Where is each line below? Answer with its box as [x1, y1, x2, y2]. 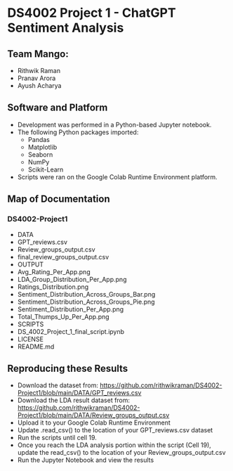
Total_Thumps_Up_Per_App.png [17, 312, 110, 321]
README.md [17, 342, 55, 351]
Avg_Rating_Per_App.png [17, 267, 91, 276]
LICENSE [17, 335, 44, 343]
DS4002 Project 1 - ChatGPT [7, 5, 177, 21]
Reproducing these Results [7, 362, 128, 374]
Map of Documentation [7, 193, 110, 205]
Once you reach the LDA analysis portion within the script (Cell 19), [17, 441, 212, 449]
